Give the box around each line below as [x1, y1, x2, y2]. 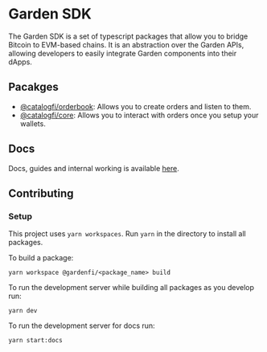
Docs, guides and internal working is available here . [8, 163, 179, 173]
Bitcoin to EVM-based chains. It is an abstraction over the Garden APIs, [8, 39, 244, 49]
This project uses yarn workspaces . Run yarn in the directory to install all [8, 229, 247, 239]
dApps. [8, 57, 32, 67]
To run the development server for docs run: [8, 321, 155, 330]
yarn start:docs [8, 337, 63, 345]
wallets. [19, 118, 46, 129]
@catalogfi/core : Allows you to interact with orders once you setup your [19, 110, 259, 120]
